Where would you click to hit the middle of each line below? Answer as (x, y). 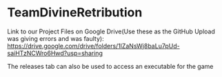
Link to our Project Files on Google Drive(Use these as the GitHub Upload (111, 31)
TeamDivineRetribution (75, 13)
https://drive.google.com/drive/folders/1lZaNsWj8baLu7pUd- (94, 46)
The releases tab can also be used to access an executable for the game (110, 66)
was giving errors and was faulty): (56, 38)
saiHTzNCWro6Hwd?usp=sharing (55, 53)
